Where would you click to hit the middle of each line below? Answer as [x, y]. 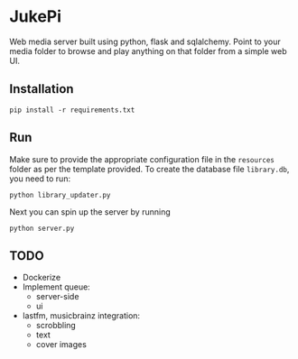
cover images [61, 345]
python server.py [42, 228]
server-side [57, 297]
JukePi [35, 17]
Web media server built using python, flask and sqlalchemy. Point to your [145, 41]
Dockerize [42, 278]
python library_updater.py [60, 195]
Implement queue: [56, 287]
